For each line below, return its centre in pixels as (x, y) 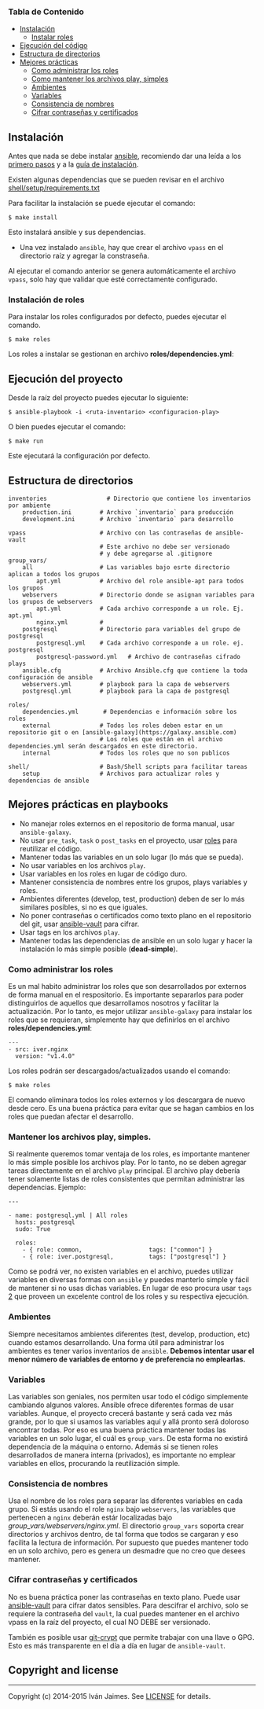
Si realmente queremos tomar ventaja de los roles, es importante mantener (129, 1154)
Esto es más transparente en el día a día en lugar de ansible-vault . (117, 1645)
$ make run (26, 441)
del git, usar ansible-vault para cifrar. (79, 924)
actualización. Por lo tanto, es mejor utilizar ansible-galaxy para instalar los (130, 1012)
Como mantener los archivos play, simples (100, 79)
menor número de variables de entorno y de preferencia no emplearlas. (127, 1359)
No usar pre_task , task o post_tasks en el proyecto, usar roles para (128, 840)
